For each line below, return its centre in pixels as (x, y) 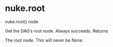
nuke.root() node (22, 22)
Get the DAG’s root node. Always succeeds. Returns (57, 31)
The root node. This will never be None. (44, 40)
